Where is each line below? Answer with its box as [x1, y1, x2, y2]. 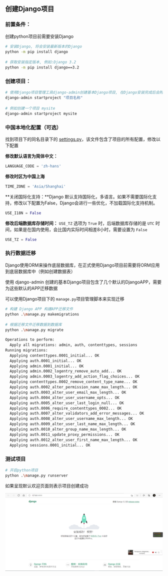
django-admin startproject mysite [5, 111, 77, 116]
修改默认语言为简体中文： [5, 153, 58, 159]
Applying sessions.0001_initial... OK [9, 442, 91, 447]
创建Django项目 [5, 4, 54, 13]
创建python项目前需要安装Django [5, 33, 74, 39]
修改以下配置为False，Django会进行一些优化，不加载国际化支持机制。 [13, 199, 158, 206]
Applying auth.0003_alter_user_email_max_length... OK [9, 389, 126, 395]
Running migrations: [5, 347, 48, 352]
